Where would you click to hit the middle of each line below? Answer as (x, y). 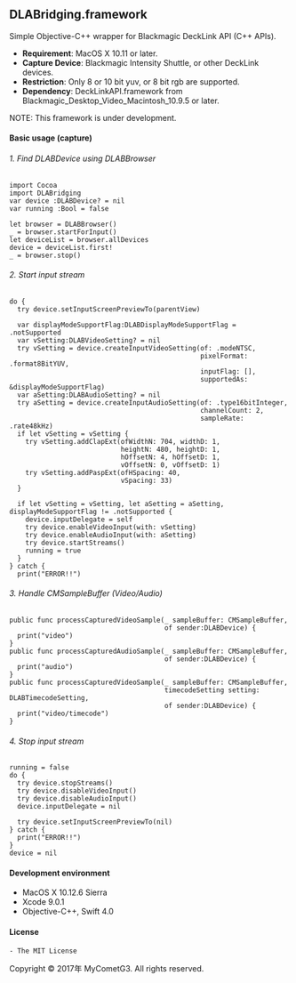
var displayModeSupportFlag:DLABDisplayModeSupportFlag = (127, 325)
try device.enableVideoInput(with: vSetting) (111, 527)
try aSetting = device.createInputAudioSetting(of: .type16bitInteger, (153, 403)
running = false (39, 768)
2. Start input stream (47, 275)
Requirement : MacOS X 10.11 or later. (90, 53)
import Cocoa (33, 185)
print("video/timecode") (63, 714)
